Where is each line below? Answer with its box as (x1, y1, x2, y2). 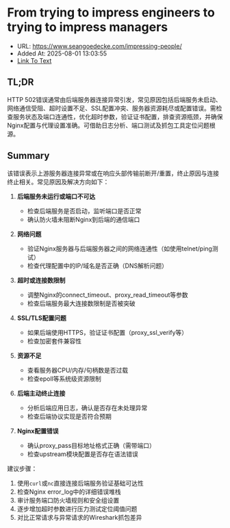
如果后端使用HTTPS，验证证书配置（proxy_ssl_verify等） (27, 328, 188, 336)
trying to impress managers (7, 19, 168, 35)
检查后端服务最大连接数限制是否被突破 (27, 299, 136, 307)
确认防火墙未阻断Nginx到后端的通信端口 (27, 215, 140, 223)
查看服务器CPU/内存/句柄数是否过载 (27, 366, 129, 374)
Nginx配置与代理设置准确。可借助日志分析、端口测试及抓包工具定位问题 (7, 121, 210, 129)
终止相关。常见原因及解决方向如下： (7, 177, 110, 186)
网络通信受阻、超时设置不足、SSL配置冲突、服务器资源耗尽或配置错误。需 (7, 104, 216, 112)
